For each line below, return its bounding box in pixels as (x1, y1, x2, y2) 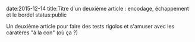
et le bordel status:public (6, 11, 67, 18)
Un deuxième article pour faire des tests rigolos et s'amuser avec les (6, 23, 175, 30)
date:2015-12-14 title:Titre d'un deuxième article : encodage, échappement (6, 5, 189, 12)
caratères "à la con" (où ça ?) (6, 29, 78, 36)
